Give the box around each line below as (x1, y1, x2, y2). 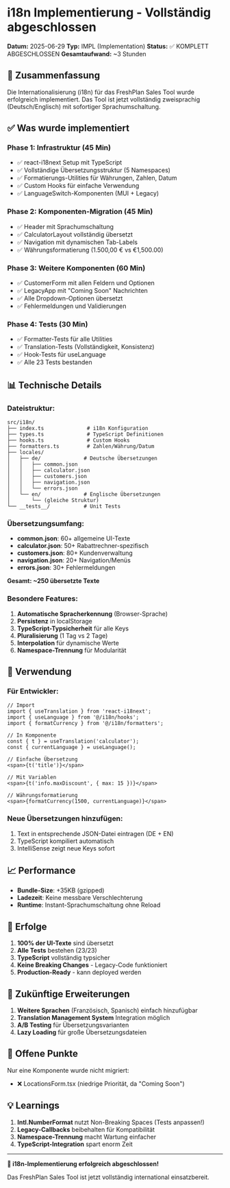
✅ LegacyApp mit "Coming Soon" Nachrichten (16, 287, 149, 295)
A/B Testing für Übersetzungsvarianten (16, 1021, 129, 1030)
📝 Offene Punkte (7, 1048, 79, 1060)
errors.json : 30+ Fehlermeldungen (16, 564, 116, 572)
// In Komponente (7, 732, 57, 739)
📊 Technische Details (7, 379, 102, 391)
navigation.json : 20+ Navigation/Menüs (16, 556, 131, 565)
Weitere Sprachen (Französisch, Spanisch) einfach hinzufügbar (16, 1006, 199, 1014)
